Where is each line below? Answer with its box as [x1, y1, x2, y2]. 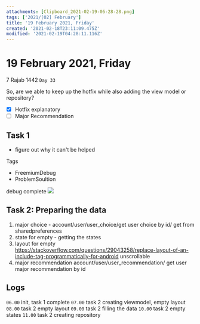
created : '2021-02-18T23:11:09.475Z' [6, 25, 100, 32]
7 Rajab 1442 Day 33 [6, 76, 56, 84]
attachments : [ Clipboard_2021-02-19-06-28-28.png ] [6, 8, 135, 15]
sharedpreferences [14, 227, 62, 234]
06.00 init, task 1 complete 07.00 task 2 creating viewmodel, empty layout [6, 298, 186, 306]
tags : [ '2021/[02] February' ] [6, 14, 82, 20]
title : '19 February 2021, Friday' [6, 20, 95, 26]
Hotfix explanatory [14, 106, 61, 113]
